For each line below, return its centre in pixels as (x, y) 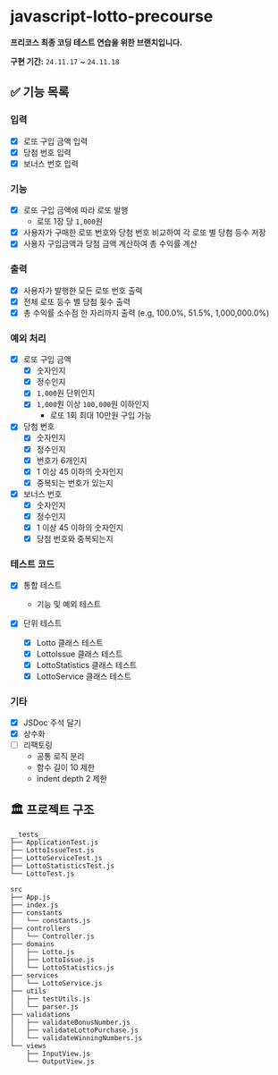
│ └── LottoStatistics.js (63, 968)
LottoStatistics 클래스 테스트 (87, 664)
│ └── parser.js (44, 1007)
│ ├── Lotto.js (42, 952)
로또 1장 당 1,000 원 (70, 222)
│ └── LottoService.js (56, 984)
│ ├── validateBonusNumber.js (70, 1023)
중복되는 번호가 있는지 (75, 482)
